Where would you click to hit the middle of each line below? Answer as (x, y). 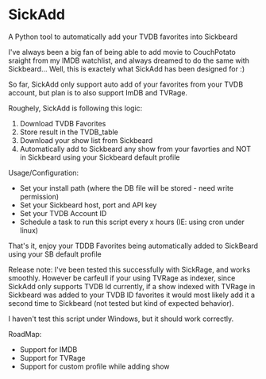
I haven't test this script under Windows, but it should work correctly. (121, 319)
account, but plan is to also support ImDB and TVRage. (98, 92)
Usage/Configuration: (44, 172)
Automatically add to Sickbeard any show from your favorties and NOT (135, 149)
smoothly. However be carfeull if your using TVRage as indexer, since (122, 278)
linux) (29, 230)
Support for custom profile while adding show (94, 366)
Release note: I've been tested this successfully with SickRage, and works (129, 269)
